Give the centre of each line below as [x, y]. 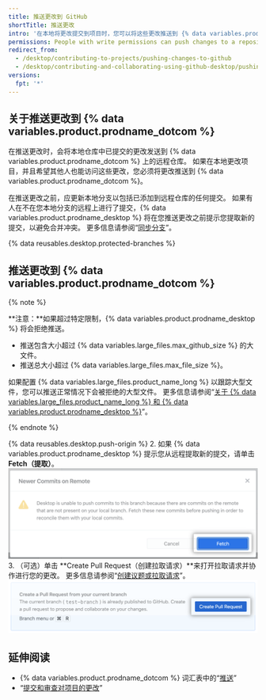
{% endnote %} [34, 428]
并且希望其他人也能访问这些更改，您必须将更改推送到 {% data [123, 171]
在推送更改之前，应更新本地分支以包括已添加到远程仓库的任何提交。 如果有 [131, 198]
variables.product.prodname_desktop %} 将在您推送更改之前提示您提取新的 [131, 218]
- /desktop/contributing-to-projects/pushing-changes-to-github [123, 59]
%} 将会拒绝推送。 [38, 329]
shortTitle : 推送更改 [42, 25]
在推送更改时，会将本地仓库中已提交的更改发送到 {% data [102, 151]
